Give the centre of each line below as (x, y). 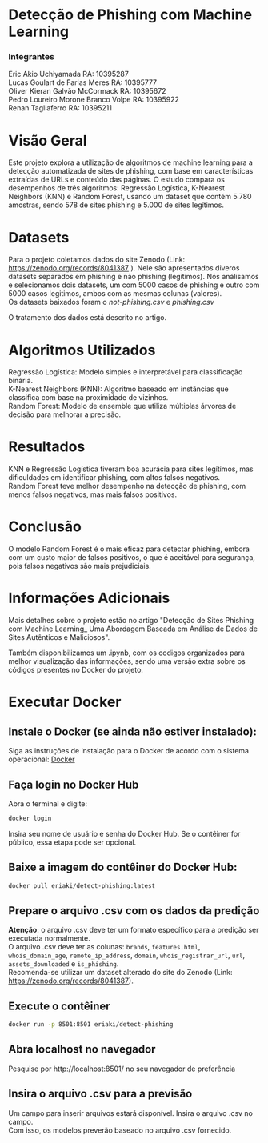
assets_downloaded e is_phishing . (64, 964)
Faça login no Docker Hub (74, 784)
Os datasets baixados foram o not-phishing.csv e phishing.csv (111, 302)
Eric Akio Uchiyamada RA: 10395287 (69, 74)
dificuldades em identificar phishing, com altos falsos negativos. (114, 478)
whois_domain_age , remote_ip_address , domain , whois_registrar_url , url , (127, 955)
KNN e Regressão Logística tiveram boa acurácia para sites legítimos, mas (131, 469)
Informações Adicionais (89, 598)
